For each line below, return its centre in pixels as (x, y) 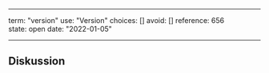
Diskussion (37, 61)
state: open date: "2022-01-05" (60, 29)
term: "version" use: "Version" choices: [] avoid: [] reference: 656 (116, 20)
